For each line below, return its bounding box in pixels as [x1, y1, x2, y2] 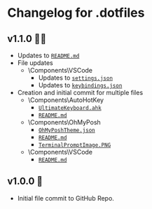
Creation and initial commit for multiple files [17, 89, 144, 96]
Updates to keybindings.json [38, 81, 123, 89]
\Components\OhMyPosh [27, 118, 102, 127]
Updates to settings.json [38, 73, 113, 82]
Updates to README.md [17, 51, 80, 59]
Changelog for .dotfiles [7, 5, 145, 21]
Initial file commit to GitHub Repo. [17, 194, 114, 202]
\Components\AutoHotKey [27, 96, 104, 104]
